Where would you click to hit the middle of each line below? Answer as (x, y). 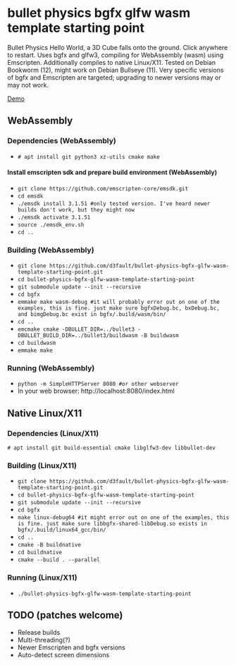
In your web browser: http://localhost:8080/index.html (96, 391)
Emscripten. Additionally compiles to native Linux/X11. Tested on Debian (112, 62)
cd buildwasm (37, 343)
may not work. (28, 85)
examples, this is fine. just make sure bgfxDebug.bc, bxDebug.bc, (118, 308)
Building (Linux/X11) (42, 465)
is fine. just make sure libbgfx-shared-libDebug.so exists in (112, 524)
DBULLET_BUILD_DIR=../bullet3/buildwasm (77, 336)
